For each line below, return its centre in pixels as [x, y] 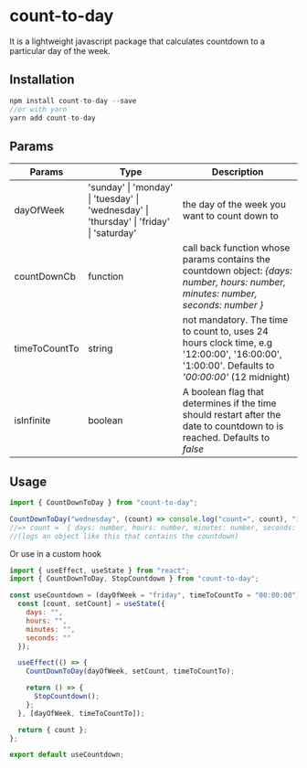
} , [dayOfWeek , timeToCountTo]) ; [81, 713]
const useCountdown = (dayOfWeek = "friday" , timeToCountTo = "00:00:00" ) [155, 595]
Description [238, 172]
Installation [42, 80]
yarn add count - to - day [53, 118]
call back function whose [236, 248]
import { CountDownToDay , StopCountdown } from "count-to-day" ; [134, 579]
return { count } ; [53, 730]
